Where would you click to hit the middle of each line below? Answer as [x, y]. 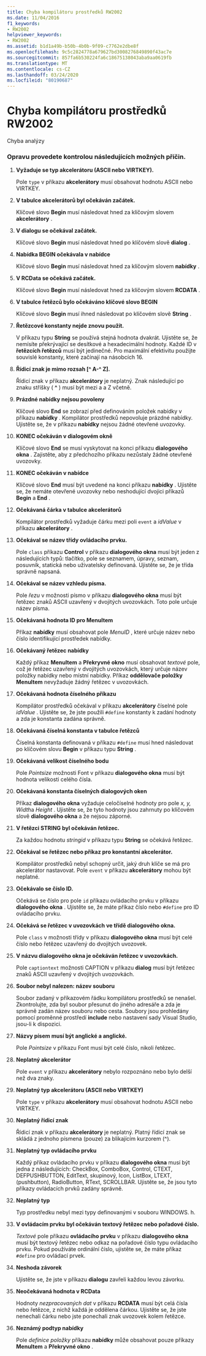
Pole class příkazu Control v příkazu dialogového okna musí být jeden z [108, 552]
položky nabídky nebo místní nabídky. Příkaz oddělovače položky [99, 676]
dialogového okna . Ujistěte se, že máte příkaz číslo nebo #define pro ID [107, 907]
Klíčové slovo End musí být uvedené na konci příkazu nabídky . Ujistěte [106, 485]
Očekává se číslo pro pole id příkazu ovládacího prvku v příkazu [97, 901]
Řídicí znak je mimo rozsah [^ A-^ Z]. [63, 369]
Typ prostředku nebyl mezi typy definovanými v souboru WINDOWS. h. [105, 1212]
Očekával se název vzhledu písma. [61, 584]
